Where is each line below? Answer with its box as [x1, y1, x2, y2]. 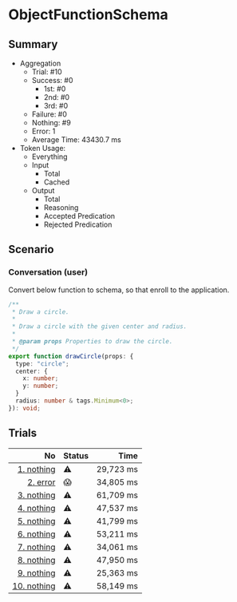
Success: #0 [31, 76, 73, 85]
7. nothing [17, 541, 56, 552]
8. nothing [17, 554, 56, 565]
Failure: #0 [31, 109, 68, 119]
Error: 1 [31, 126, 56, 136]
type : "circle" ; [15, 359, 69, 368]
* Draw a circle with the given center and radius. [11, 323, 188, 331]
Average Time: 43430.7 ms [31, 135, 121, 145]
